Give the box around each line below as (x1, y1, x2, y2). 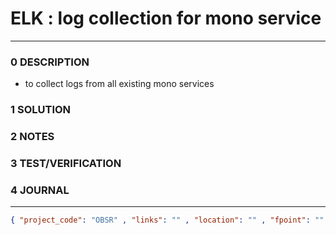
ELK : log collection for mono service (10, 7, 322, 30)
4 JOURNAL (10, 183, 70, 197)
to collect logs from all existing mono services (24, 78, 215, 90)
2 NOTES (10, 130, 55, 144)
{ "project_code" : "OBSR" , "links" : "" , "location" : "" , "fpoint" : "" (10, 215, 325, 226)
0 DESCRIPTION (10, 55, 90, 69)
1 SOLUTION (10, 103, 72, 117)
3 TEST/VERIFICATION (10, 157, 122, 170)
